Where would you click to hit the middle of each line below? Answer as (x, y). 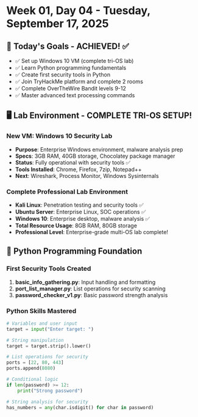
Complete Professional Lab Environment (67, 191)
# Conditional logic (33, 380)
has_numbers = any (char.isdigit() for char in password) (80, 407)
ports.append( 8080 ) (31, 368)
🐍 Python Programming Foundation (74, 251)
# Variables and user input (42, 323)
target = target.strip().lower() (49, 346)
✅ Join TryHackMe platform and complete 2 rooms (79, 81)
